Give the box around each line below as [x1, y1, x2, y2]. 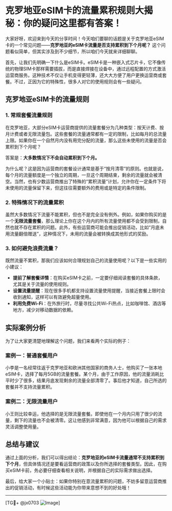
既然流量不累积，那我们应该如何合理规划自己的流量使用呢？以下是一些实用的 [5, 257, 167, 263]
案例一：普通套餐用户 [5, 352, 58, 359]
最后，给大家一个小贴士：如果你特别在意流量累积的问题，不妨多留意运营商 [5, 478, 162, 484]
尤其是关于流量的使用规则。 [12, 281, 72, 288]
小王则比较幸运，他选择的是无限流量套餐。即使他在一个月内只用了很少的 [5, 410, 158, 417]
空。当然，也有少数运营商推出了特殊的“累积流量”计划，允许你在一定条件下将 [5, 178, 166, 184]
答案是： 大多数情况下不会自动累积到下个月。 [5, 155, 100, 161]
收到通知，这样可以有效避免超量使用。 [12, 294, 94, 300]
